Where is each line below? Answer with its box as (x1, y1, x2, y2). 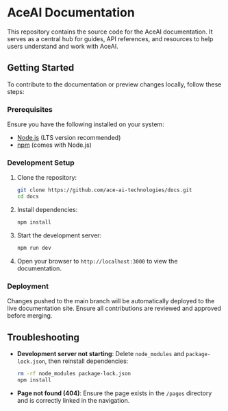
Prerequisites (7, 104, 53, 114)
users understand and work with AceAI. (7, 42, 118, 50)
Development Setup (7, 158, 75, 167)
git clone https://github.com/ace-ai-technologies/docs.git (16, 187, 192, 193)
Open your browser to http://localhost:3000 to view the (16, 257, 178, 265)
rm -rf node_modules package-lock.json (16, 370, 131, 377)
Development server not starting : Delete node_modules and (16, 349, 185, 357)
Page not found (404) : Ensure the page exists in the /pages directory (16, 389, 212, 397)
